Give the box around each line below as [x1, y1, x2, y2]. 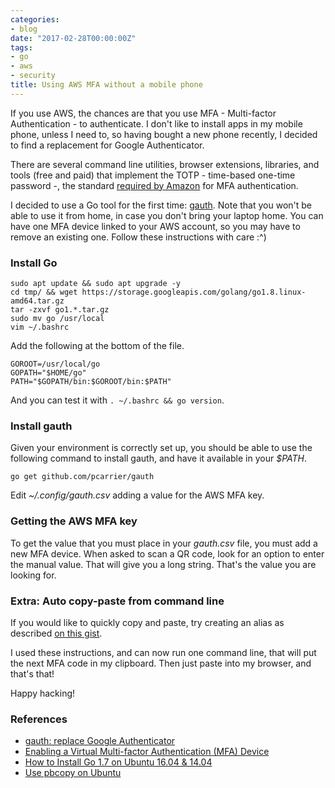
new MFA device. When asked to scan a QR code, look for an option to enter [10, 547, 325, 560]
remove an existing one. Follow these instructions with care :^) [10, 231, 267, 243]
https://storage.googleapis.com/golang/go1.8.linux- [81, 287, 307, 298]
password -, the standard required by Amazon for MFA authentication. [10, 179, 299, 191]
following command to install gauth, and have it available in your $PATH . [10, 452, 308, 465]
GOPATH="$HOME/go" [10, 368, 87, 378]
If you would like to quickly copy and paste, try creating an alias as [10, 616, 285, 628]
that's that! [10, 667, 55, 680]
